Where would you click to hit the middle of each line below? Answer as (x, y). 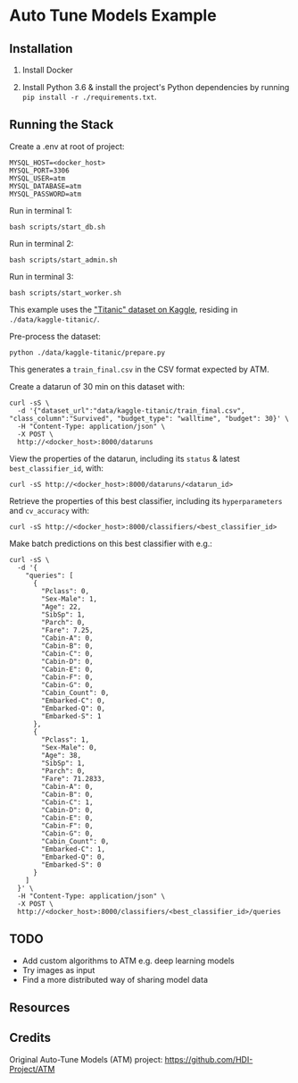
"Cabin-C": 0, (67, 653)
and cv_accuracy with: (50, 510)
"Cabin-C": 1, (67, 802)
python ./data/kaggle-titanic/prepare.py (87, 353)
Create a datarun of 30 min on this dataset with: (97, 386)
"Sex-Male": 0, (70, 747)
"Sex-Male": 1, (70, 599)
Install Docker (47, 70)
